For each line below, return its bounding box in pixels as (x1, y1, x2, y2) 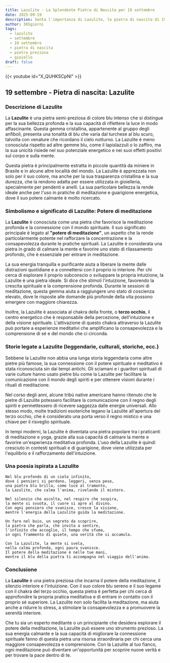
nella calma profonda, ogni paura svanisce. (5, 545, 101, 550)
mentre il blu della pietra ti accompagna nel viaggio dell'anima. (5, 554, 151, 559)
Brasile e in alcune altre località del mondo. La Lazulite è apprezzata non (5, 168, 156, 174)
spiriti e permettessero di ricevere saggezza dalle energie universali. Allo (5, 402, 157, 408)
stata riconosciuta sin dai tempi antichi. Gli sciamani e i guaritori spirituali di (5, 365, 162, 371)
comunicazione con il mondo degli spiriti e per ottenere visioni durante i (5, 376, 155, 383)
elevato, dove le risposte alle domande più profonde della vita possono (5, 294, 153, 300)
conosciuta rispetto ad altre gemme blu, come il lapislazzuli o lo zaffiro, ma (5, 142, 161, 148)
